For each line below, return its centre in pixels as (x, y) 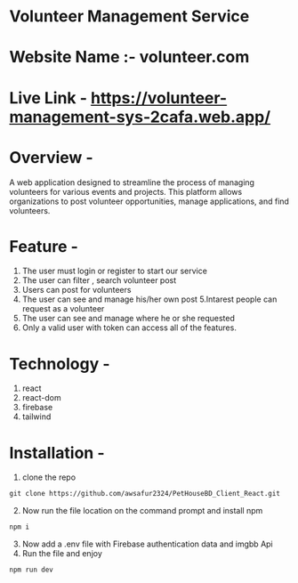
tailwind (36, 417)
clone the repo (49, 477)
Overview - (51, 157)
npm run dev (31, 570)
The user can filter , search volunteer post (99, 280)
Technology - (60, 364)
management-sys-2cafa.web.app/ (140, 117)
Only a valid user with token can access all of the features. (129, 328)
